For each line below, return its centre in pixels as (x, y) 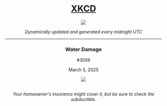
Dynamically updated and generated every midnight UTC (83, 32)
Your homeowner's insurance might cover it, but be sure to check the (83, 94)
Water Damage (83, 49)
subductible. (83, 100)
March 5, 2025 (83, 70)
